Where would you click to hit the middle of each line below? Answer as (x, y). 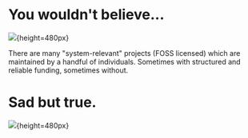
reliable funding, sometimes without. (68, 70)
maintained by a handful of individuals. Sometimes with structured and (125, 61)
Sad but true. (52, 103)
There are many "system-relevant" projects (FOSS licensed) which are (124, 53)
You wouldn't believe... (86, 15)
